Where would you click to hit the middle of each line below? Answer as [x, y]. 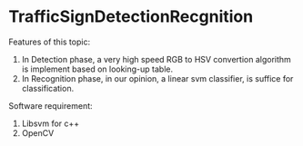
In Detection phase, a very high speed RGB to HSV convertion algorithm [157, 59]
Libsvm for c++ [50, 123]
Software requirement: [50, 105]
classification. [48, 88]
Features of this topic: [50, 42]
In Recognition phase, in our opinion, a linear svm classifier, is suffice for [157, 78]
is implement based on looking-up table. [97, 69]
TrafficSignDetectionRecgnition [131, 17]
